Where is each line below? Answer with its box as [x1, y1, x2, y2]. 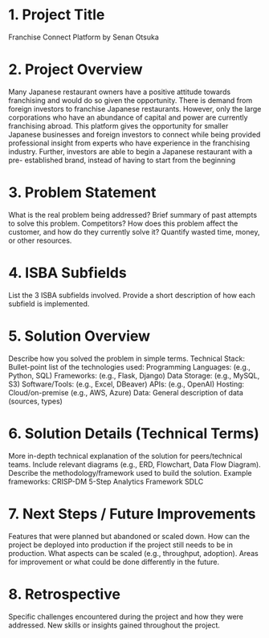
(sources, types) [8, 396, 63, 406]
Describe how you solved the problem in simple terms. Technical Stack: [8, 354, 245, 363]
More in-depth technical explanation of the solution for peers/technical [8, 451, 243, 460]
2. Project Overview [8, 60, 143, 79]
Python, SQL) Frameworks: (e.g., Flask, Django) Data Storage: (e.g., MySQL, [8, 370, 260, 380]
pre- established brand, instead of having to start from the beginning [8, 155, 236, 165]
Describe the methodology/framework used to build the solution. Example [8, 468, 252, 477]
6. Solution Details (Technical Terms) [8, 424, 259, 443]
